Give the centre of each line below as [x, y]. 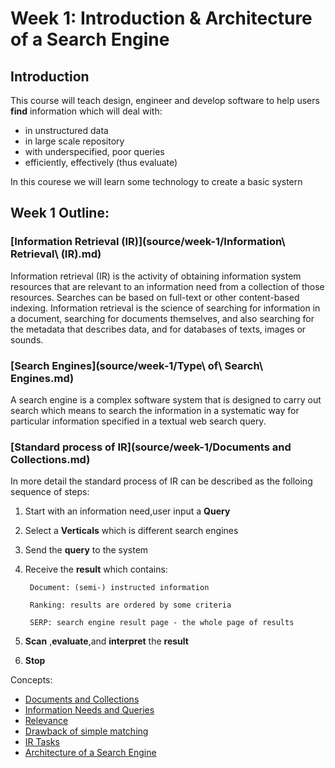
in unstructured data [66, 130]
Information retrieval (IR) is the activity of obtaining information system [156, 276]
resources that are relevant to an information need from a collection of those [167, 286]
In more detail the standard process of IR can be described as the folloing [161, 481]
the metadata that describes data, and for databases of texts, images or [158, 329]
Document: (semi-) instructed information [119, 588]
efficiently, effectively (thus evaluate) [101, 162]
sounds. [27, 339]
